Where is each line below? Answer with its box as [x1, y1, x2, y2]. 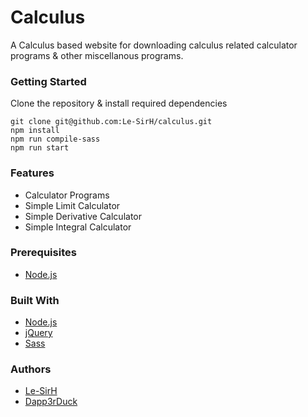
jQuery [24, 327, 53, 339]
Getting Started [10, 74, 87, 88]
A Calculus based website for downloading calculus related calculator [10, 39, 298, 51]
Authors [10, 362, 52, 376]
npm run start [10, 143, 70, 153]
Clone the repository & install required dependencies [10, 97, 228, 110]
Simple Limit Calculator [24, 199, 121, 211]
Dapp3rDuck [24, 396, 78, 408]
